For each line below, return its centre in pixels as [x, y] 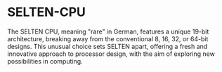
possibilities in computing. [45, 61]
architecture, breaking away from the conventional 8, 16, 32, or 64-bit [108, 38]
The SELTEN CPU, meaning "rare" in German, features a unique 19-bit [108, 31]
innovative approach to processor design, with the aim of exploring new [111, 54]
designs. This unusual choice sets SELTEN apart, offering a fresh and [107, 46]
